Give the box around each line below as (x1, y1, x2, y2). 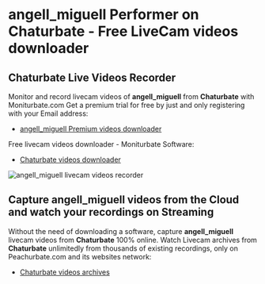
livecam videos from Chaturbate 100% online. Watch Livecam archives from (8, 235, 257, 244)
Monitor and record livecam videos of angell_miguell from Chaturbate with (8, 92, 255, 101)
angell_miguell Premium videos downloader (19, 125, 162, 133)
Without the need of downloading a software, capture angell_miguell (8, 226, 233, 236)
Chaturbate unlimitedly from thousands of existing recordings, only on (8, 244, 239, 253)
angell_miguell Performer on (8, 6, 199, 24)
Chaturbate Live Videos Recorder (8, 71, 176, 84)
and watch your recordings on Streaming (8, 205, 214, 219)
